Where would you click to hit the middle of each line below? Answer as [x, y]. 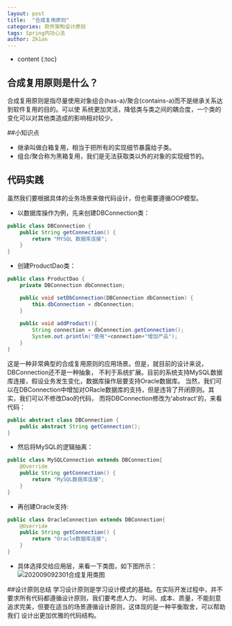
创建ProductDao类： [46, 266]
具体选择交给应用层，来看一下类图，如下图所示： [87, 566]
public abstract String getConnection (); [80, 426]
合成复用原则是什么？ [53, 83]
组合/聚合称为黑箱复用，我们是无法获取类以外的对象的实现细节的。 [112, 156]
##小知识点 [23, 132]
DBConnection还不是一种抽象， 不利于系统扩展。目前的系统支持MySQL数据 [115, 372]
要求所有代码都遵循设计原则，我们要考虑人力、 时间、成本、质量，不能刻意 [114, 598]
